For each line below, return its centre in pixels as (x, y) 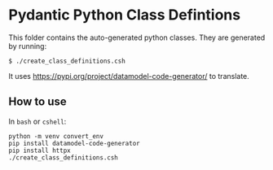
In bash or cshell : (37, 121)
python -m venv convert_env (56, 136)
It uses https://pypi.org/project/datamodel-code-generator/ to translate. (129, 76)
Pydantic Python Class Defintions (125, 15)
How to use (37, 102)
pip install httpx (40, 150)
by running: (28, 46)
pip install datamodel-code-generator (74, 143)
